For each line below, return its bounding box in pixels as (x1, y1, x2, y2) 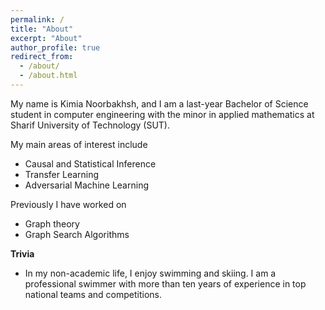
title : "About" (10, 24, 74, 34)
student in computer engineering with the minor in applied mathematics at (10, 108, 315, 120)
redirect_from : (10, 52, 74, 62)
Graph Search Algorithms (24, 228, 130, 240)
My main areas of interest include (10, 138, 148, 150)
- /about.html (19, 71, 78, 81)
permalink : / (10, 14, 65, 25)
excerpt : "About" (10, 33, 83, 43)
